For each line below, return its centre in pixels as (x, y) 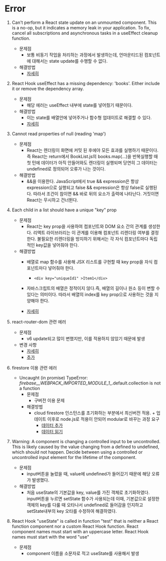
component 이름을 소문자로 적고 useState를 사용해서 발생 (83, 553)
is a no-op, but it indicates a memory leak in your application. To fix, (81, 27)
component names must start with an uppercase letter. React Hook (80, 531)
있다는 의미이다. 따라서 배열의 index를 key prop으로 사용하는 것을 (90, 294)
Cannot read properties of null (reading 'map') (59, 134)
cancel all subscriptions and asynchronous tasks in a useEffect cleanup (85, 33)
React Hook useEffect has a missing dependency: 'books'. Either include (86, 83)
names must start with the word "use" (51, 537)
